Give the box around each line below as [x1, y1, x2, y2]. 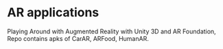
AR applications [7, 5, 99, 20]
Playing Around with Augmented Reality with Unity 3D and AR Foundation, [7, 27, 216, 35]
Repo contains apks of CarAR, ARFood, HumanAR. [7, 34, 149, 42]
